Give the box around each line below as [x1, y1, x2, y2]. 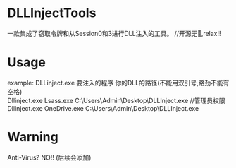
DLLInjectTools [7, 5, 97, 21]
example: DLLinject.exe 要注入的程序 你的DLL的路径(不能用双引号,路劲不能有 [7, 78, 230, 87]
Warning [7, 129, 58, 145]
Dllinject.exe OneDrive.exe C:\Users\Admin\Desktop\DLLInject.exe [7, 104, 199, 112]
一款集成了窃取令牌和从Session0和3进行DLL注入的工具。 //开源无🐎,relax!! [7, 29, 221, 37]
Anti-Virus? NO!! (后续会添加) [7, 153, 92, 162]
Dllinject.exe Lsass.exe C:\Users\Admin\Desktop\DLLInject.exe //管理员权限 [7, 96, 225, 104]
